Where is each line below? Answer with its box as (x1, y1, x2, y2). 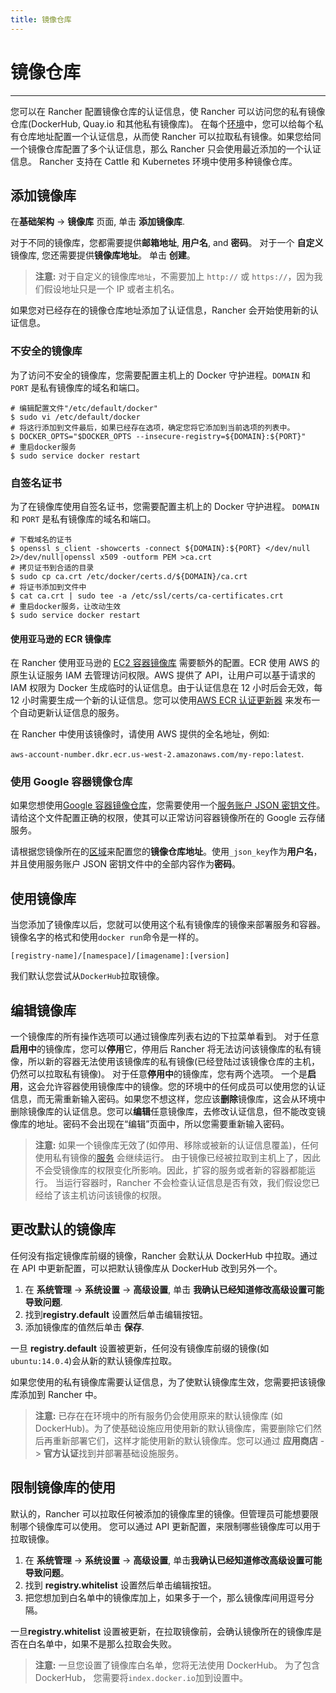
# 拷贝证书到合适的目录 (10, 562, 95, 573)
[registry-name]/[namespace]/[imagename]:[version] (10, 951, 230, 961)
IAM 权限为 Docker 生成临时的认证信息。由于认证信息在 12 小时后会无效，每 (10, 682, 323, 694)
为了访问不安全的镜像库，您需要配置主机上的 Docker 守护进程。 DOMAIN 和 (10, 369, 312, 381)
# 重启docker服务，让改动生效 (10, 601, 122, 611)
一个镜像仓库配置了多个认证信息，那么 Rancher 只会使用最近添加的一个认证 (10, 142, 322, 155)
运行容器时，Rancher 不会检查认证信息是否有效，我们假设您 (63, 1177, 312, 1189)
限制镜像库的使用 (10, 1479, 116, 1496)
